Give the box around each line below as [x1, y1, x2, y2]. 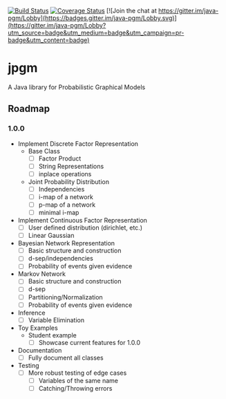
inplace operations [38, 169, 92, 178]
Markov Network [17, 270, 66, 278]
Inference [17, 308, 46, 317]
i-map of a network [38, 192, 94, 201]
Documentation [17, 346, 62, 354]
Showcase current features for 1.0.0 [38, 338, 141, 346]
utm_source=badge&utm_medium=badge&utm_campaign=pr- [8, 28, 185, 37]
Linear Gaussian [28, 232, 75, 240]
